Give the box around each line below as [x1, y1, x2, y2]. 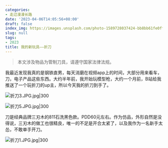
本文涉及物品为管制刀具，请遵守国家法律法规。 [17, 58, 114, 65]
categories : [5, 7, 30, 12]
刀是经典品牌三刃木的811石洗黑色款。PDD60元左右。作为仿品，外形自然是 [5, 113, 157, 120]
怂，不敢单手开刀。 [5, 126, 45, 132]
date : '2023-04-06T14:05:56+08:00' [5, 16, 79, 21]
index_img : [5, 26, 28, 31]
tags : [5, 35, 16, 40]
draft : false [5, 21, 32, 26]
